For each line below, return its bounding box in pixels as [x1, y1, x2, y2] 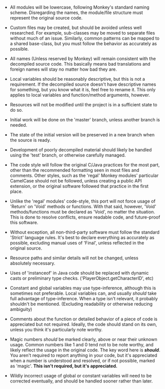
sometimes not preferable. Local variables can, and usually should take [9, 290, 156, 296]
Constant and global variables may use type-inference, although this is [9, 285, 156, 291]
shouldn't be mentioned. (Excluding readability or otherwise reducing [9, 301, 153, 307]
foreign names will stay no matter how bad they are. [9, 66, 117, 72]
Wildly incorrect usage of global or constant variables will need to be [9, 373, 152, 378]
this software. [9, 220, 38, 225]
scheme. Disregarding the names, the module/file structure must [9, 10, 143, 16]
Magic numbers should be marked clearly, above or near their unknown [9, 336, 157, 342]
